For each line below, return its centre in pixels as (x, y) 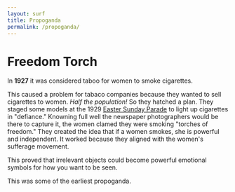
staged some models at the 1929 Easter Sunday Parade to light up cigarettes (118, 109)
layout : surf (26, 14)
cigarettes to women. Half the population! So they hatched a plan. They (110, 102)
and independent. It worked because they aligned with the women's (105, 139)
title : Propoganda (34, 20)
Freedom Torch (53, 61)
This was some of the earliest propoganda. (69, 181)
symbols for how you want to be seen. (62, 167)
